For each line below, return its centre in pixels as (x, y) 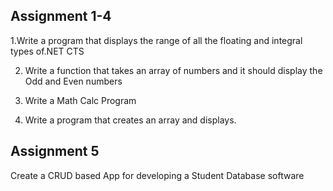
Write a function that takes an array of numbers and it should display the (173, 70)
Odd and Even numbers (73, 81)
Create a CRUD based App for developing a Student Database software (157, 175)
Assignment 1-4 (61, 16)
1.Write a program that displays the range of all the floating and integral (156, 40)
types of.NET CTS (47, 51)
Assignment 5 (55, 151)
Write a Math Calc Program (80, 100)
